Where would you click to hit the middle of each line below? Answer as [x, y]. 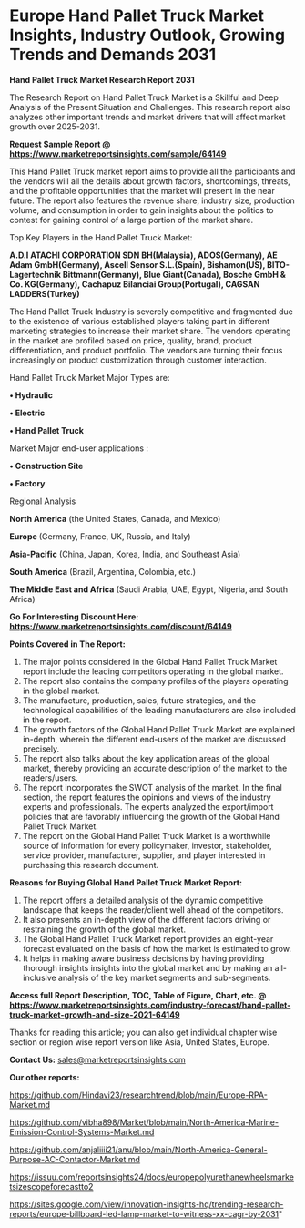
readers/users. [50, 778]
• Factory [27, 483]
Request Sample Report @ [60, 144]
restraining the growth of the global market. [104, 929]
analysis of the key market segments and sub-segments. [164, 977]
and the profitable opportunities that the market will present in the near [142, 190]
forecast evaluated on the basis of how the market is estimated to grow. [157, 948]
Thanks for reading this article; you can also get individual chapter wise [143, 1032]
